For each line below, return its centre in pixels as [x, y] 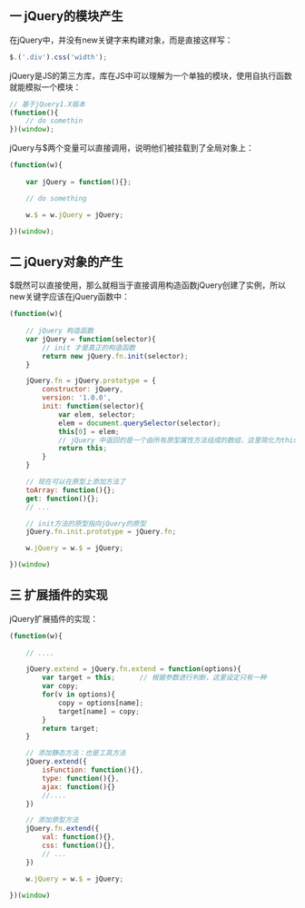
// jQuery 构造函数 [59, 331]
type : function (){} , [81, 778]
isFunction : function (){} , [93, 770]
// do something [57, 198]
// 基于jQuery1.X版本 [48, 104]
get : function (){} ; [63, 498]
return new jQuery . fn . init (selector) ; [115, 356]
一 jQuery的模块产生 [67, 16]
